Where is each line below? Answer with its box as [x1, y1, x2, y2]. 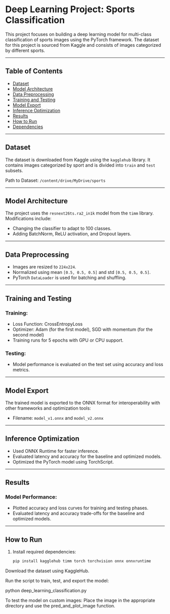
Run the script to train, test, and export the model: [5, 578, 109, 584]
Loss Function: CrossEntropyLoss [12, 321, 83, 327]
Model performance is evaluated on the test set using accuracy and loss [12, 361, 163, 367]
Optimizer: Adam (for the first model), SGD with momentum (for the [12, 326, 153, 332]
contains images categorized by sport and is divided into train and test [5, 162, 156, 168]
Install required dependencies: [12, 549, 76, 555]
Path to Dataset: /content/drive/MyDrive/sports [5, 177, 106, 183]
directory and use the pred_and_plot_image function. [5, 603, 115, 609]
